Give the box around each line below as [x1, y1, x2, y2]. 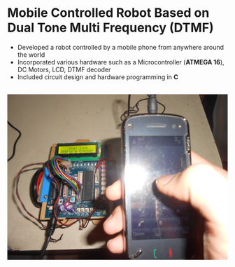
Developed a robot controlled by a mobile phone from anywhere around [17, 43, 225, 51]
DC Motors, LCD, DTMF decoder [17, 65, 111, 74]
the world [17, 50, 45, 59]
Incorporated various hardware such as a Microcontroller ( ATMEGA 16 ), [17, 57, 225, 66]
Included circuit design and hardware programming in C [17, 72, 178, 81]
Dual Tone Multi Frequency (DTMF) [7, 20, 215, 36]
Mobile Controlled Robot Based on [7, 5, 210, 21]
